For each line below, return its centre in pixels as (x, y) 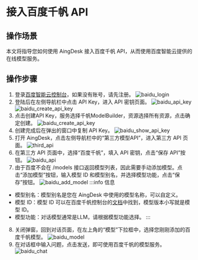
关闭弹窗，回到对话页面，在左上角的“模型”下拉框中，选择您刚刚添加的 (100, 229)
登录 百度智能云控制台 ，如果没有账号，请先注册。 (74, 94)
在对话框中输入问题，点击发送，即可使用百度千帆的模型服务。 (90, 244)
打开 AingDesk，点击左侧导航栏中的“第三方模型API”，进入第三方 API (98, 137)
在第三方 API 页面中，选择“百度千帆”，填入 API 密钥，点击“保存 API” (98, 152)
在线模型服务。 (24, 59)
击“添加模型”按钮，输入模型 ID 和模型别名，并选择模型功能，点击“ (95, 175)
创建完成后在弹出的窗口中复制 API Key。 (64, 130)
